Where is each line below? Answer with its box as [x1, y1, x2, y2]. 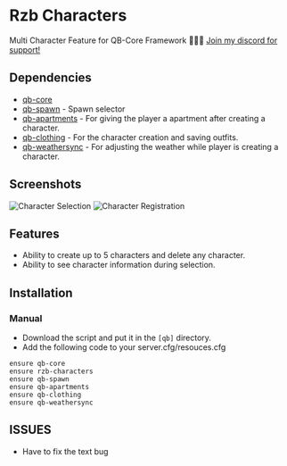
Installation [9, 285, 73, 300]
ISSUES [9, 422, 52, 437]
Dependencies [9, 71, 92, 86]
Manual [9, 312, 43, 324]
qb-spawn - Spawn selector [21, 104, 126, 114]
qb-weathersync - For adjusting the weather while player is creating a [21, 141, 279, 152]
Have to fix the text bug [21, 445, 109, 456]
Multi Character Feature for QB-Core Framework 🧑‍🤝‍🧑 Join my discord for [9, 35, 278, 46]
